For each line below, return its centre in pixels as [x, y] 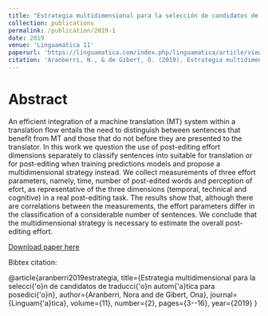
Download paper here [44, 247]
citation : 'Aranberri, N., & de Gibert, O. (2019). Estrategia [116, 60]
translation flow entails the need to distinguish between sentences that [124, 130]
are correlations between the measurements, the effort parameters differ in [132, 206]
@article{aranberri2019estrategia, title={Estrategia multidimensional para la [132, 277]
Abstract [38, 99]
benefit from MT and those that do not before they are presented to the [125, 138]
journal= [224, 295]
